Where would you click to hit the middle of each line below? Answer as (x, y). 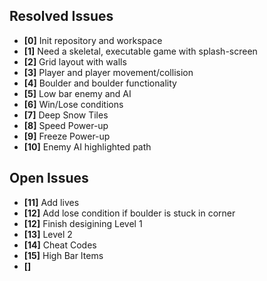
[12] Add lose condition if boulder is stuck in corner (129, 213)
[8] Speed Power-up (66, 125)
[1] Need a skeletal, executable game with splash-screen (140, 51)
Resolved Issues (61, 16)
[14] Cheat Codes (60, 245)
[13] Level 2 (48, 234)
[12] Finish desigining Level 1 (83, 223)
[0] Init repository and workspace (93, 40)
